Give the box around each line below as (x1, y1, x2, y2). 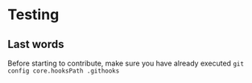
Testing (7, 6, 60, 24)
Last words (7, 38, 64, 51)
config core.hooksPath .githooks (7, 67, 120, 75)
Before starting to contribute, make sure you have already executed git (7, 58, 245, 68)
